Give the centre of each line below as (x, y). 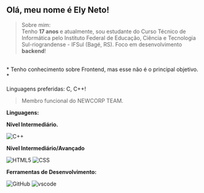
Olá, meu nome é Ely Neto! (58, 10)
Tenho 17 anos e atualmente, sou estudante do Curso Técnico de (104, 31)
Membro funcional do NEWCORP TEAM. (73, 100)
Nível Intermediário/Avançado (45, 148)
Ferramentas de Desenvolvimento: (52, 172)
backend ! (33, 51)
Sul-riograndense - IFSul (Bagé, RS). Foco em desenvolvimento (102, 44)
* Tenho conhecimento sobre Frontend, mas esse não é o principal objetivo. (102, 69)
